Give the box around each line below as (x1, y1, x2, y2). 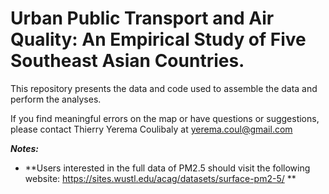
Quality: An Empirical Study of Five (10, 28, 307, 51)
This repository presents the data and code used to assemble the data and (10, 82, 318, 94)
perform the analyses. (10, 93, 102, 105)
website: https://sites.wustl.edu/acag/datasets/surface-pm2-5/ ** (24, 172, 297, 184)
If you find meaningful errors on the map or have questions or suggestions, (10, 112, 320, 124)
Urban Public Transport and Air (10, 7, 275, 30)
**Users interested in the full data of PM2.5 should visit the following (24, 162, 311, 174)
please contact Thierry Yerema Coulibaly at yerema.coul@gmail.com (10, 123, 293, 135)
